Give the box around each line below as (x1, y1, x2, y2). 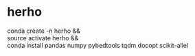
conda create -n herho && (7, 27, 80, 35)
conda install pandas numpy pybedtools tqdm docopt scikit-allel (7, 41, 189, 49)
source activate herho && (7, 33, 79, 42)
